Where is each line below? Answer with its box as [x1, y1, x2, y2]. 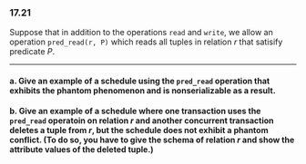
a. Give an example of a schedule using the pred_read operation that [9, 75, 270, 86]
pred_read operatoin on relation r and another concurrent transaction [9, 115, 275, 126]
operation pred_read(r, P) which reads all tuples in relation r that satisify [9, 36, 283, 47]
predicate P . [9, 46, 56, 57]
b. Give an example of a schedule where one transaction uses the [9, 106, 261, 117]
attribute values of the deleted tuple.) [9, 144, 154, 155]
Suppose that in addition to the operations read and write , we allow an [9, 27, 273, 38]
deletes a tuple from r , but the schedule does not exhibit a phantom [9, 125, 269, 136]
